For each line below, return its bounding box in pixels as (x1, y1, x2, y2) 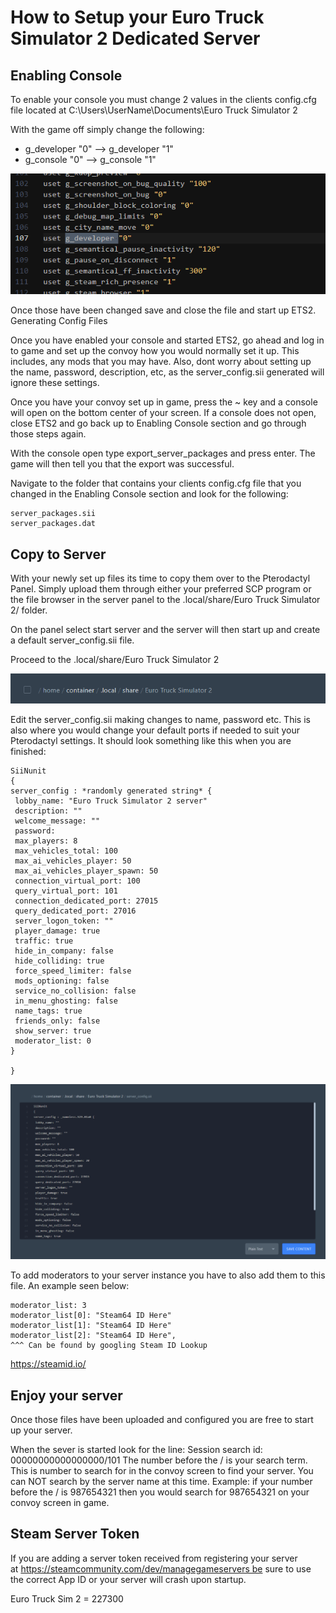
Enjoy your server (10, 1387, 123, 1404)
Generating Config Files (10, 315, 108, 327)
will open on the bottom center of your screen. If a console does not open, (10, 407, 317, 419)
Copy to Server (10, 546, 107, 563)
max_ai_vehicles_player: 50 (14, 856, 132, 866)
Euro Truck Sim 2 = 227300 (10, 1592, 124, 1605)
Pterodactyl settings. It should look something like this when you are (10, 735, 292, 747)
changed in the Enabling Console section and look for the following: (10, 488, 289, 500)
